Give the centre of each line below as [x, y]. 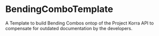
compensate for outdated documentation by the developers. [69, 28]
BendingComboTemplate [59, 9]
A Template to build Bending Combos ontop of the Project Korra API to [79, 23]
